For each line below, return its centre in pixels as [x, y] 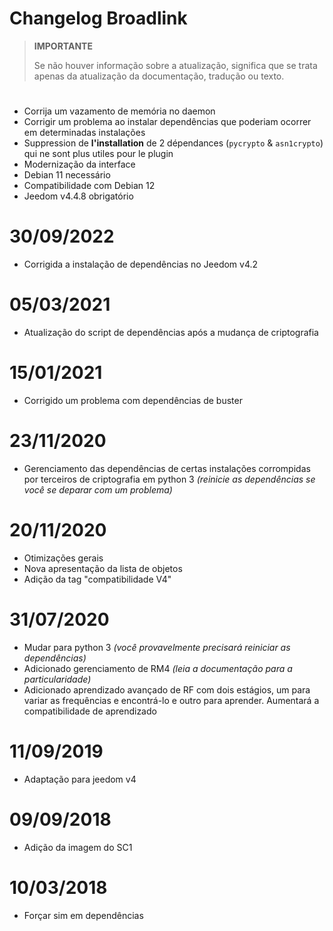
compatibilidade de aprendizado [90, 711]
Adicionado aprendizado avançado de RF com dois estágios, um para [167, 689]
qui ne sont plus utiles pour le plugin [98, 154]
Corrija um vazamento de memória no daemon [119, 111]
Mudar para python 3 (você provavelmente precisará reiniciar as [157, 647]
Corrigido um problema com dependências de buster [133, 400]
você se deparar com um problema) [98, 489]
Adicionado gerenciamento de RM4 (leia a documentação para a [158, 668]
